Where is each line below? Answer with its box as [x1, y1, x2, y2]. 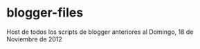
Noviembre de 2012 [6, 35, 63, 43]
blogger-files [6, 5, 84, 21]
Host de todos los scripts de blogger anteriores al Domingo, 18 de [6, 28, 194, 36]
